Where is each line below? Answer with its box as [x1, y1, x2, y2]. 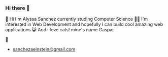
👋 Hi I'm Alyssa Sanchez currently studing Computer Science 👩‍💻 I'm [5, 16, 148, 22]
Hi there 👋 [5, 5, 30, 12]
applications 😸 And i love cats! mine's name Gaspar [5, 27, 114, 33]
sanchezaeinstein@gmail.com [12, 46, 76, 52]
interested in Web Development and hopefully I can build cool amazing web [5, 21, 163, 27]
